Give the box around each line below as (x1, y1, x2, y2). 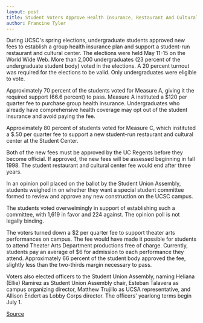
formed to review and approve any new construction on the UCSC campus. (6, 193, 193, 200)
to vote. (6, 75, 25, 82)
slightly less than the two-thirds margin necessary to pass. (6, 261, 152, 269)
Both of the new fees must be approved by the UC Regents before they (6, 149, 183, 156)
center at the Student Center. (6, 137, 79, 145)
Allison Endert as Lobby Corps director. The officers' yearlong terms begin (6, 292, 192, 299)
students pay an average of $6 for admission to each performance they (6, 249, 184, 256)
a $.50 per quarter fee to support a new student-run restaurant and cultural (6, 131, 193, 138)
